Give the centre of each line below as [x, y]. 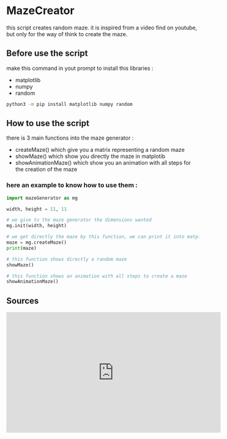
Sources [23, 301]
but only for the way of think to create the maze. [67, 34]
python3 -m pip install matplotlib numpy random [69, 104]
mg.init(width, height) [37, 226]
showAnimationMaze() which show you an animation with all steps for [103, 163]
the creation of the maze [46, 170]
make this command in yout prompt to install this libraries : [80, 68]
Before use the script [47, 54]
